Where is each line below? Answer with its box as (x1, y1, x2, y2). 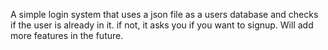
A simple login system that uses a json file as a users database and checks (10, 9, 319, 20)
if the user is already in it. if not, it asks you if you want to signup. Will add (10, 19, 314, 31)
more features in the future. (10, 30, 124, 41)
